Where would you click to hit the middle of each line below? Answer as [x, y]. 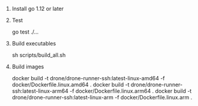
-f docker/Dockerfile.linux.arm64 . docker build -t [131, 91]
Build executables [34, 43]
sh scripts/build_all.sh [39, 55]
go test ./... [25, 32]
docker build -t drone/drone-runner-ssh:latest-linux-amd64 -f [88, 78]
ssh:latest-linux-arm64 [40, 91]
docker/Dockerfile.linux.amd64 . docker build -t [71, 84]
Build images [28, 66]
